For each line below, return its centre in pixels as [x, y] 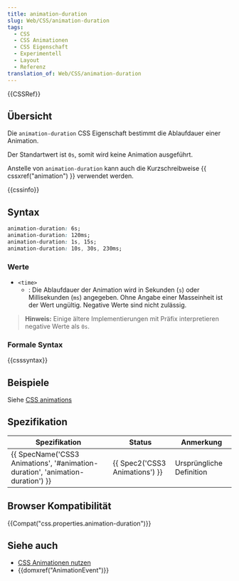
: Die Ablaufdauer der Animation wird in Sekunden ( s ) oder [114, 290]
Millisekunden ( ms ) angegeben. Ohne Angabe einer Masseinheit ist [126, 297]
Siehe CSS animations [40, 400]
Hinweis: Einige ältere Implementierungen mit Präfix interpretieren [122, 318]
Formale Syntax [35, 345]
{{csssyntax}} [28, 360]
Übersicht [30, 116]
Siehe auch [33, 546]
